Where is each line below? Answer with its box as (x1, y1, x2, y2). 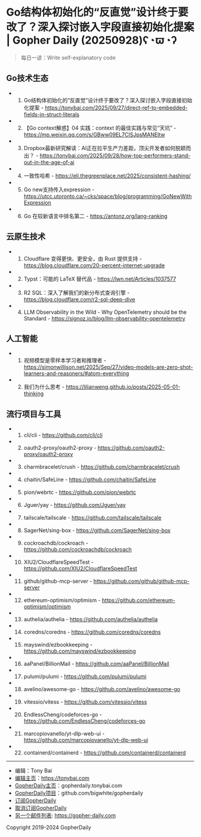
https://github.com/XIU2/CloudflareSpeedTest (23, 565, 137, 572)
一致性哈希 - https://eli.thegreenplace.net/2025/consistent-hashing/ (23, 172, 191, 179)
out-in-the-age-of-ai (23, 158, 75, 166)
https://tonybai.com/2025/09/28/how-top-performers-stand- (39, 152, 191, 159)
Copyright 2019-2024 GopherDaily (6, 824, 91, 831)
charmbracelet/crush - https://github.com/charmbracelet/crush (23, 463, 180, 471)
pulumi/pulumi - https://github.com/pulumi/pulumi (23, 673, 147, 680)
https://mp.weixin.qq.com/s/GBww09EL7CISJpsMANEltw (23, 131, 165, 138)
